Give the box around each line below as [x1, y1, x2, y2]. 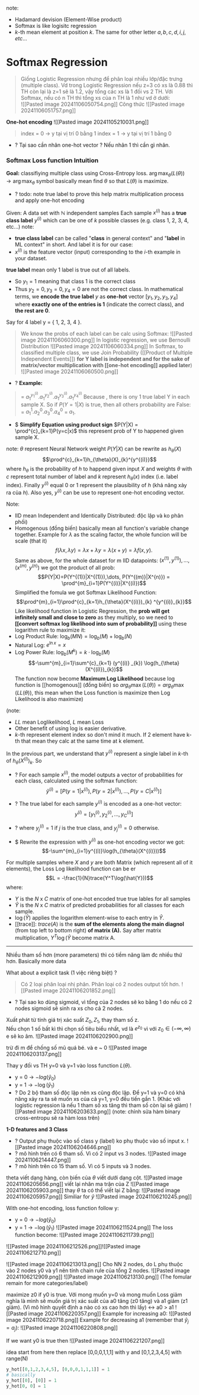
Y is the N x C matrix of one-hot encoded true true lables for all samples [14, 895, 191, 902]
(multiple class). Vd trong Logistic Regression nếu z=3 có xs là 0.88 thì [20, 81, 193, 89]
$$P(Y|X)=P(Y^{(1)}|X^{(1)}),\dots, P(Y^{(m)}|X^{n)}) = [37, 573, 171, 580]
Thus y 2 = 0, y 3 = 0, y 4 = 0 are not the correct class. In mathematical [14, 285, 184, 294]
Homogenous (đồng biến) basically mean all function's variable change [14, 525, 190, 532]
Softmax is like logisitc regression [14, 23, 97, 29]
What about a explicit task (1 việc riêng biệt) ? [6, 969, 117, 976]
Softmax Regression [6, 56, 108, 70]
